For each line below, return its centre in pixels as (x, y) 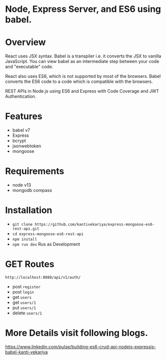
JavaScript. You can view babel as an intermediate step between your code (82, 61)
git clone (23, 224)
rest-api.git (26, 229)
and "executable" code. (29, 67)
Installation (29, 210)
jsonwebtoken (27, 146)
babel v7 (21, 130)
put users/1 (24, 307)
